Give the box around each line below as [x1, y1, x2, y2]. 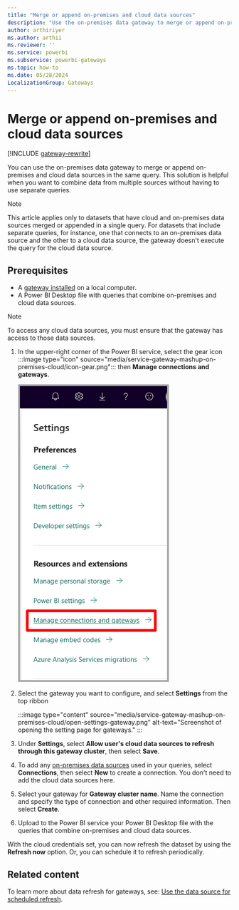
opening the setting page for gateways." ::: [17, 725, 143, 734]
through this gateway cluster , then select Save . [17, 747, 160, 755]
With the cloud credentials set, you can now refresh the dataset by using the [7, 840, 231, 849]
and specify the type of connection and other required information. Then [17, 797, 231, 806]
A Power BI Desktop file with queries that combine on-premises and [17, 291, 217, 299]
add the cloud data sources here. [17, 776, 115, 785]
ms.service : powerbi [7, 49, 69, 56]
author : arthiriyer [7, 26, 65, 33]
